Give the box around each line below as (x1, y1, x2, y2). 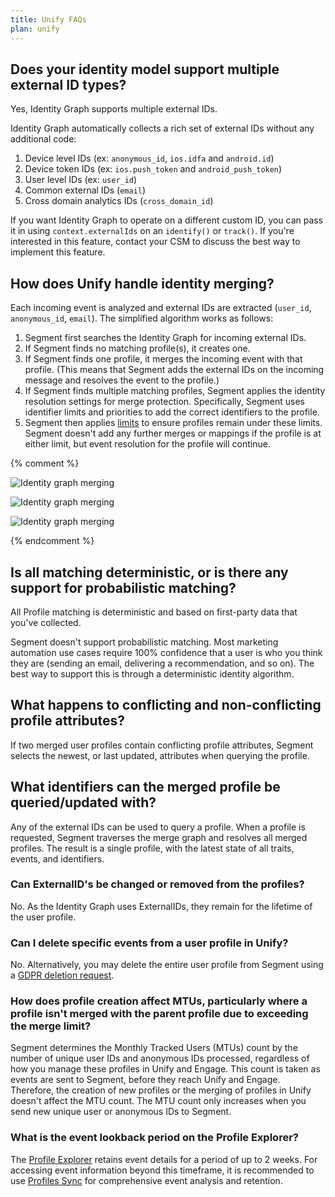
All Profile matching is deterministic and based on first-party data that (10, 606, 298, 618)
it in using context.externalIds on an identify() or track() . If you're (10, 225, 295, 237)
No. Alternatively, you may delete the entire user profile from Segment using (10, 959, 324, 971)
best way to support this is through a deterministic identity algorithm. (10, 667, 295, 680)
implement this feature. (10, 246, 106, 258)
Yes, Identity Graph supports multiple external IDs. (10, 103, 218, 115)
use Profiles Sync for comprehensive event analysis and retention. (10, 1174, 283, 1186)
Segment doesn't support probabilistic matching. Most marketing (10, 636, 279, 648)
